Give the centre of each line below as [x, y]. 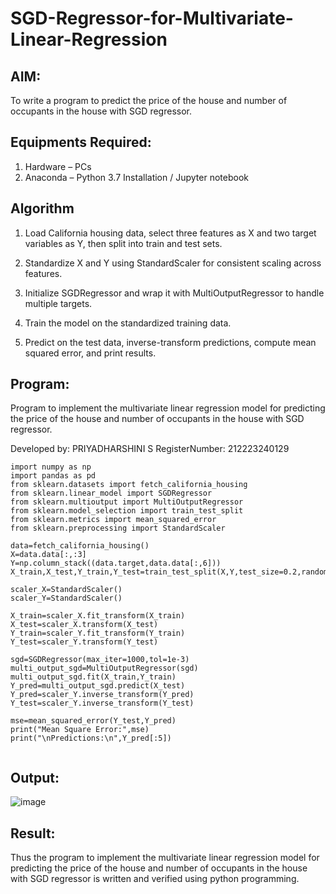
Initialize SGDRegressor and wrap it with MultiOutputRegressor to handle [174, 293]
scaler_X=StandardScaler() [66, 590]
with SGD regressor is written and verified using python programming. [155, 879]
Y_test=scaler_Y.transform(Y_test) [84, 642]
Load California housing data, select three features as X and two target [170, 233]
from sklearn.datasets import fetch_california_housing [129, 485]
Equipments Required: [81, 142]
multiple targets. [58, 303]
